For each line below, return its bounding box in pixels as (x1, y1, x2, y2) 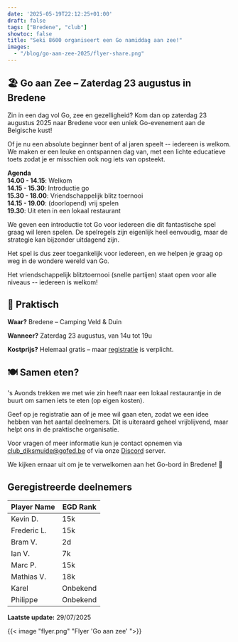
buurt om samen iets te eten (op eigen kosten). (7, 396, 144, 405)
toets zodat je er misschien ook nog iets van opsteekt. (7, 154, 166, 164)
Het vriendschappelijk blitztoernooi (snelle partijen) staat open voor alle (7, 270, 217, 279)
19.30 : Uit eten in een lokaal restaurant (7, 206, 121, 215)
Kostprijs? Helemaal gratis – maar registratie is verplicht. (7, 345, 174, 353)
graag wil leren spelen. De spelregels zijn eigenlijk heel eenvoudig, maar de (7, 228, 228, 236)
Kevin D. (11, 514, 39, 524)
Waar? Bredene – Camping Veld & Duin (7, 317, 122, 326)
